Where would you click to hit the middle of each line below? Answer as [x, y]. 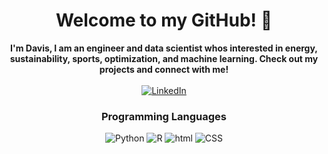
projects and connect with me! [164, 69]
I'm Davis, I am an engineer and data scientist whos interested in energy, [164, 48]
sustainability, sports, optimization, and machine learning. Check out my [164, 58]
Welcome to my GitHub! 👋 [164, 20]
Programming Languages [164, 116]
